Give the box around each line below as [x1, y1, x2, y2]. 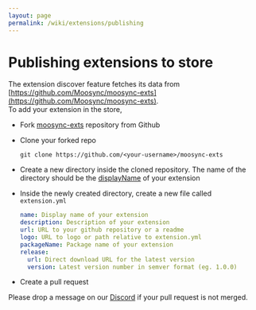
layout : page [8, 11, 52, 20]
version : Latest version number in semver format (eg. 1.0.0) [27, 263, 238, 271]
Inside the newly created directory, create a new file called [19, 188, 212, 199]
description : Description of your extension [19, 219, 170, 227]
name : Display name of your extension [19, 211, 149, 219]
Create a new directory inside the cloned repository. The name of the [19, 165, 246, 175]
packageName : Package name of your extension [19, 240, 173, 249]
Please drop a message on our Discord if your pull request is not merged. [8, 293, 248, 302]
